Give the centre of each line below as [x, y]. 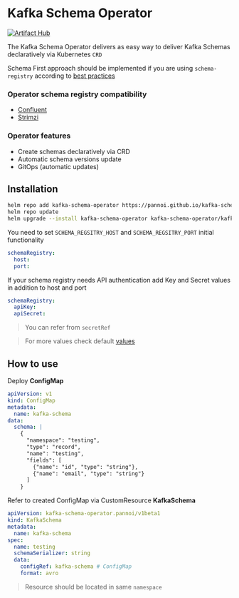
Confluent [32, 110]
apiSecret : [30, 314]
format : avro [39, 573]
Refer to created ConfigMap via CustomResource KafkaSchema [101, 500]
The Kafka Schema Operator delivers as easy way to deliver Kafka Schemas [119, 46]
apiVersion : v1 [30, 394]
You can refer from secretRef [68, 328]
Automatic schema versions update [70, 159]
